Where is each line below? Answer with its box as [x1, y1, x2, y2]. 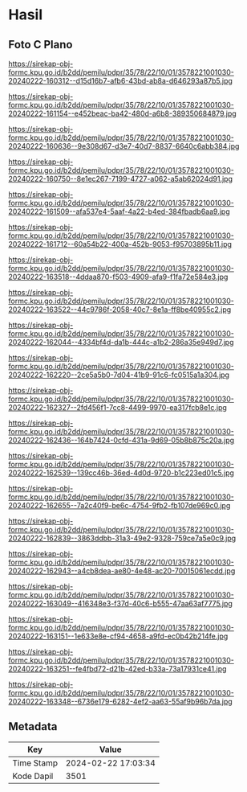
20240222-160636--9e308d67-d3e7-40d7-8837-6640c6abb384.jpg [8, 142, 240, 150]
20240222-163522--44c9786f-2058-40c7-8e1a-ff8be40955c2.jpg [8, 305, 232, 314]
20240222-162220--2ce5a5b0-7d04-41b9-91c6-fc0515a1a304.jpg [8, 370, 230, 380]
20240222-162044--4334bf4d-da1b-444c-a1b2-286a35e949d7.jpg [8, 338, 234, 347]
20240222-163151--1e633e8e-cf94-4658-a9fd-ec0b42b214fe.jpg [8, 631, 229, 641]
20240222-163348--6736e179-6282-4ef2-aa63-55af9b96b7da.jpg [8, 697, 233, 706]
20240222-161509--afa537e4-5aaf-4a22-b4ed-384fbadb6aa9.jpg [8, 207, 230, 216]
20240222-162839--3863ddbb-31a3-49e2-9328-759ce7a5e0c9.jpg [8, 533, 237, 543]
